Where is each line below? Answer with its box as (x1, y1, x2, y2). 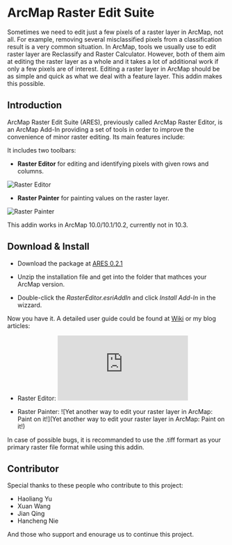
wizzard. (17, 300, 42, 309)
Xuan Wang (17, 502, 51, 510)
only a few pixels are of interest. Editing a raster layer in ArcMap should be (7, 64, 220, 73)
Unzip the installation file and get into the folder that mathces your (17, 272, 207, 281)
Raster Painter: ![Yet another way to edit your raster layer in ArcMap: (17, 407, 213, 415)
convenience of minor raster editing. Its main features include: (7, 132, 185, 141)
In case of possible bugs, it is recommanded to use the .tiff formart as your (7, 435, 221, 444)
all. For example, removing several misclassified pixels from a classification (7, 35, 222, 43)
